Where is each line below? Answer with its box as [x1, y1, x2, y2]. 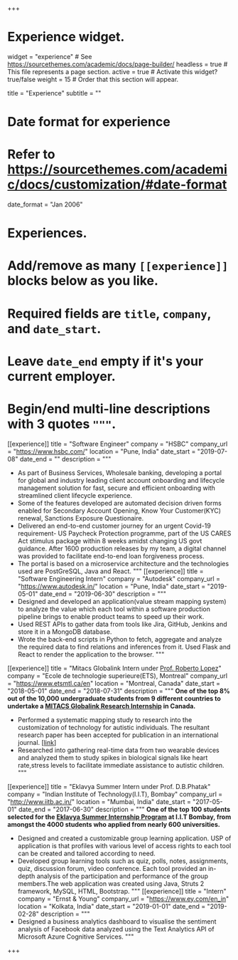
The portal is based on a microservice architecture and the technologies [17, 559, 229, 568]
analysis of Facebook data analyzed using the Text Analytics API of [17, 924, 215, 933]
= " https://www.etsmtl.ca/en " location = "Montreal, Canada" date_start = [7, 679, 221, 687]
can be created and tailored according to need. [17, 849, 156, 857]
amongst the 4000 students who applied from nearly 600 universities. [7, 820, 220, 828]
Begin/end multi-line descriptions [7, 401, 211, 417]
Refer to [7, 147, 55, 162]
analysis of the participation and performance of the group [36, 872, 208, 880]
